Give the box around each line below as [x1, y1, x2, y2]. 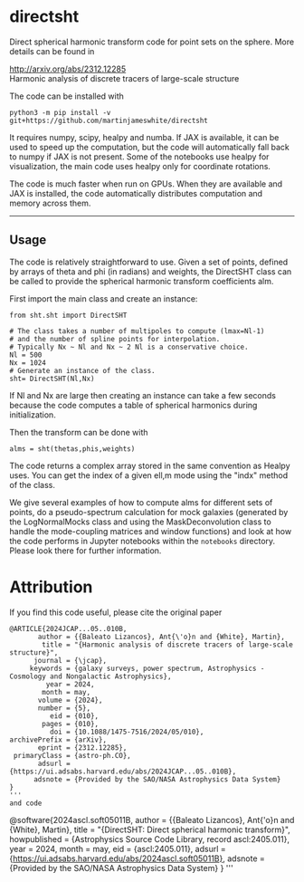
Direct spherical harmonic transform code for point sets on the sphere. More [9, 36, 295, 47]
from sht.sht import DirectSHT [9, 311, 128, 320]
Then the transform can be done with [9, 427, 148, 437]
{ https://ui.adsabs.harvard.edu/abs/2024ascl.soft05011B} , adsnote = [9, 853, 265, 864]
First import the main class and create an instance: [9, 292, 198, 304]
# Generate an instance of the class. [9, 366, 156, 375]
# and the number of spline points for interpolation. [9, 334, 221, 343]
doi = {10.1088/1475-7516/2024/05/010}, [49, 727, 204, 736]
